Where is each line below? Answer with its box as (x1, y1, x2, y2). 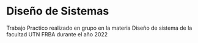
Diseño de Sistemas (6, 4, 109, 18)
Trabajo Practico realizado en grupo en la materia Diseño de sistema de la (6, 24, 193, 31)
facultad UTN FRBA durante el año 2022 (6, 30, 108, 38)
